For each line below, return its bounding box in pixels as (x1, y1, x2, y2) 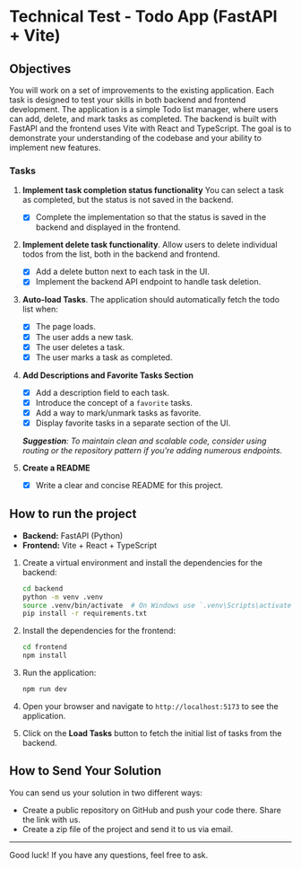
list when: (21, 303, 58, 315)
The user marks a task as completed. (35, 352, 173, 363)
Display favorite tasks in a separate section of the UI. (35, 417, 231, 428)
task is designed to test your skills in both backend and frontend (9, 94, 246, 105)
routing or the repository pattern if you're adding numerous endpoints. (21, 444, 283, 455)
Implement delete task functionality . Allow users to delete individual (21, 240, 278, 250)
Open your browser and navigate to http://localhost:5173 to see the (21, 700, 279, 711)
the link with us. (21, 814, 81, 825)
